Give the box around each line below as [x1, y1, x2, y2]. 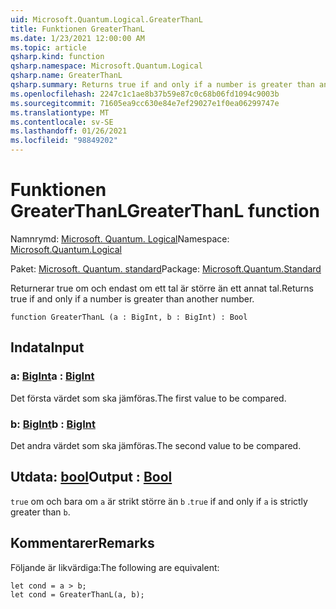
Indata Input [10, 339, 85, 356]
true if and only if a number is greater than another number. [10, 292, 255, 305]
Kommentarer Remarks [10, 535, 155, 552]
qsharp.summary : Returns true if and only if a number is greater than [10, 80, 315, 90]
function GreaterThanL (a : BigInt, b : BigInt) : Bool [10, 312, 248, 322]
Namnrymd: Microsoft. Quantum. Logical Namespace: [10, 232, 230, 245]
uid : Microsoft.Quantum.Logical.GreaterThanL [10, 14, 203, 25]
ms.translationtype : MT [10, 107, 110, 118]
